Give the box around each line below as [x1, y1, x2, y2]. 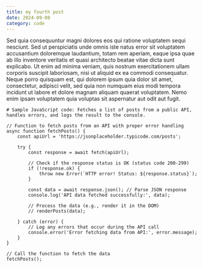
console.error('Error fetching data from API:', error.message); [28, 230, 198, 236]
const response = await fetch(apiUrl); [28, 150, 130, 156]
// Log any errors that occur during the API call [28, 224, 160, 230]
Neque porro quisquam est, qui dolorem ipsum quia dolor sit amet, [6, 76, 173, 83]
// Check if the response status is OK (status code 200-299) [28, 160, 190, 166]
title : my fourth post [6, 9, 64, 15]
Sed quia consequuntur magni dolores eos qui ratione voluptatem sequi [6, 37, 186, 44]
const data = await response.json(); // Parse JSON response [28, 187, 187, 193]
